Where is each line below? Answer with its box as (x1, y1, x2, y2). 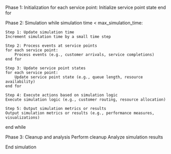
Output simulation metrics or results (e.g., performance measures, (5, 110, 155, 115)
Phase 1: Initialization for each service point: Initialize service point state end (5, 5, 166, 10)
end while (5, 124, 26, 130)
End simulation (5, 144, 37, 150)
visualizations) (5, 115, 40, 120)
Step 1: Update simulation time (5, 30, 74, 35)
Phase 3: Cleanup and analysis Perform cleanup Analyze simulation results (5, 134, 163, 140)
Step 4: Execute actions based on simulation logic (5, 92, 118, 98)
